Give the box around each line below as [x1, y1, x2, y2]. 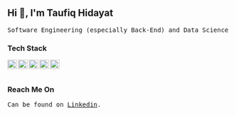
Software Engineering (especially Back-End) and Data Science [7, 26, 229, 34]
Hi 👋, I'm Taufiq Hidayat [7, 7, 114, 19]
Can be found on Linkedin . [7, 101, 102, 109]
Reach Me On [7, 84, 55, 94]
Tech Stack [7, 43, 48, 53]
